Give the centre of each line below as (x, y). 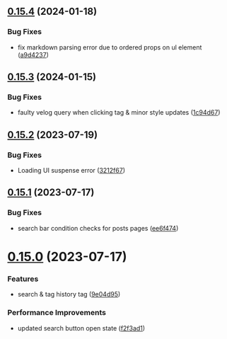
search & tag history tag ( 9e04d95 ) (69, 294)
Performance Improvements (57, 313)
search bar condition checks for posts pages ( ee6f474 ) (98, 228)
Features (23, 279)
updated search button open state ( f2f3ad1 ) (81, 328)
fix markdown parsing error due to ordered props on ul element (110, 47)
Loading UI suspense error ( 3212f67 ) (71, 171)
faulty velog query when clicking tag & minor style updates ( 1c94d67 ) (119, 113)
